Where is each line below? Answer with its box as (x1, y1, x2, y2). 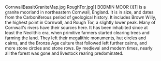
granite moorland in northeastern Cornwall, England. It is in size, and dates (5, 9, 154, 15)
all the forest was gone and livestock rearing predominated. (5, 50, 124, 56)
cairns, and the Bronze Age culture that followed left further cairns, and (5, 40, 147, 46)
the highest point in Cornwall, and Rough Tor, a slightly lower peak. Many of (5, 19, 156, 25)
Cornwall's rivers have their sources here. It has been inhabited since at (5, 25, 148, 30)
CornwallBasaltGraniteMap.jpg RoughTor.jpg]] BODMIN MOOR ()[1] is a (5, 4, 146, 10)
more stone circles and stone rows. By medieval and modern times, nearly (5, 46, 153, 51)
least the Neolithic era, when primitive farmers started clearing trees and (5, 30, 150, 35)
